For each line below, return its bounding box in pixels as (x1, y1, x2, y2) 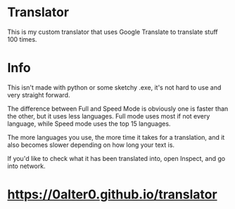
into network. (7, 162, 46, 170)
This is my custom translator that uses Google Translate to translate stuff (7, 28, 218, 36)
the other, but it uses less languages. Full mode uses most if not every (7, 112, 210, 120)
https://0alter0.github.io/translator (7, 186, 217, 203)
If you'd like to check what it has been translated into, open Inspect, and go (7, 154, 226, 162)
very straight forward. (7, 90, 70, 99)
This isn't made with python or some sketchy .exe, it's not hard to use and (7, 83, 222, 92)
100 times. (7, 35, 37, 43)
